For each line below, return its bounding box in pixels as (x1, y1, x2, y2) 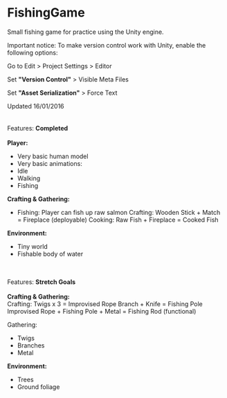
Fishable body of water (17, 249, 84, 258)
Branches (17, 341, 45, 350)
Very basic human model (17, 152, 89, 160)
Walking (17, 174, 41, 182)
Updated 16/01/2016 (7, 102, 64, 110)
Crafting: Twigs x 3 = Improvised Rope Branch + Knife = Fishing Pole (7, 299, 203, 308)
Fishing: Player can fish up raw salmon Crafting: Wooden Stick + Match (17, 208, 221, 216)
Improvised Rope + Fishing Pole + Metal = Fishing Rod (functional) (7, 307, 197, 315)
